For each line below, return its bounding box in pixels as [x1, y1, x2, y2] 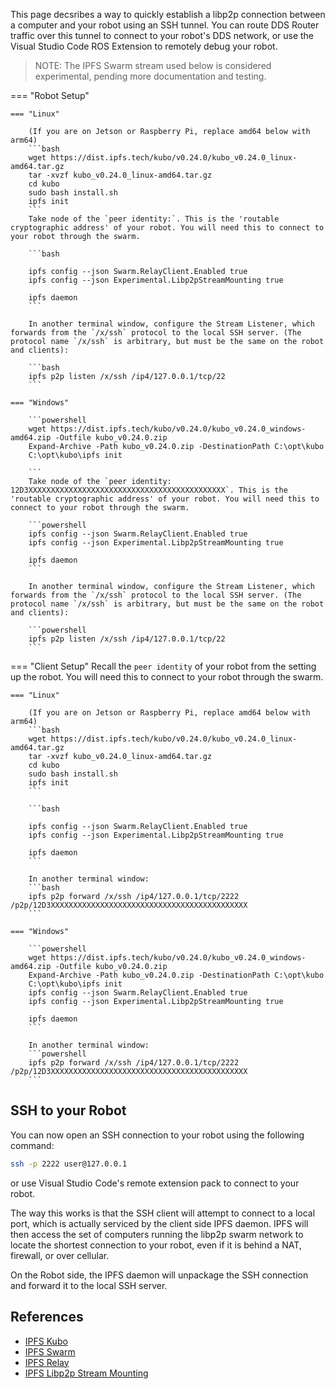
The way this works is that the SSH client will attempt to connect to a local [10, 1207, 316, 1219]
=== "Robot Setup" [10, 90, 90, 101]
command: [10, 1139, 55, 1151]
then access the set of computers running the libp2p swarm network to [10, 1228, 304, 1240]
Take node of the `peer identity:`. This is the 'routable [28, 214, 280, 224]
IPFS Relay [24, 1356, 70, 1368]
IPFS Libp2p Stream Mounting [24, 1367, 149, 1379]
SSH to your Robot [10, 1102, 127, 1119]
